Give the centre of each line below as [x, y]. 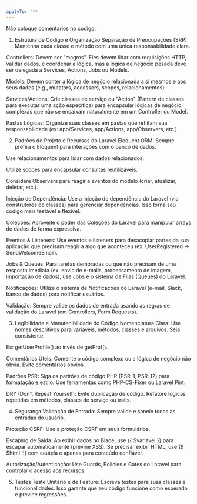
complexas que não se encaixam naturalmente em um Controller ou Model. [97, 111]
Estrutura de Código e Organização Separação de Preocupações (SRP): [101, 39]
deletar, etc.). [22, 187]
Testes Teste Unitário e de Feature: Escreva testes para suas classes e [100, 482]
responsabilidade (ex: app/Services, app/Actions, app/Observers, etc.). [92, 129]
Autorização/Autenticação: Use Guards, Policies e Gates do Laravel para [94, 464]
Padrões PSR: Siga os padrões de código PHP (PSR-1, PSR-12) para [88, 376]
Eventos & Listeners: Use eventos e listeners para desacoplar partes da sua [98, 240]
